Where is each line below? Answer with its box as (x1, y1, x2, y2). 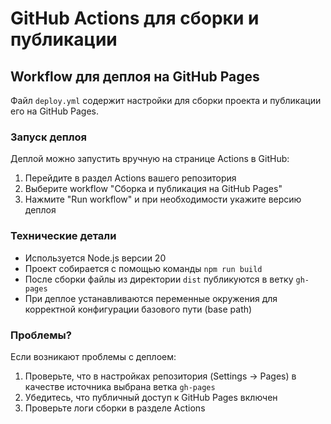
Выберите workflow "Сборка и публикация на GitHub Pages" (24, 183, 283, 195)
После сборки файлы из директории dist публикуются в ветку (24, 273, 294, 285)
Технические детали (10, 229, 117, 243)
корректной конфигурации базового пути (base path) (24, 303, 253, 315)
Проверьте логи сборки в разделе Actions (24, 402, 206, 414)
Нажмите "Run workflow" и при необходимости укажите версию (24, 193, 302, 206)
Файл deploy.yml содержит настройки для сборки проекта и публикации (10, 95, 322, 106)
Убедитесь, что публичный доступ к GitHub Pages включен (24, 391, 278, 403)
